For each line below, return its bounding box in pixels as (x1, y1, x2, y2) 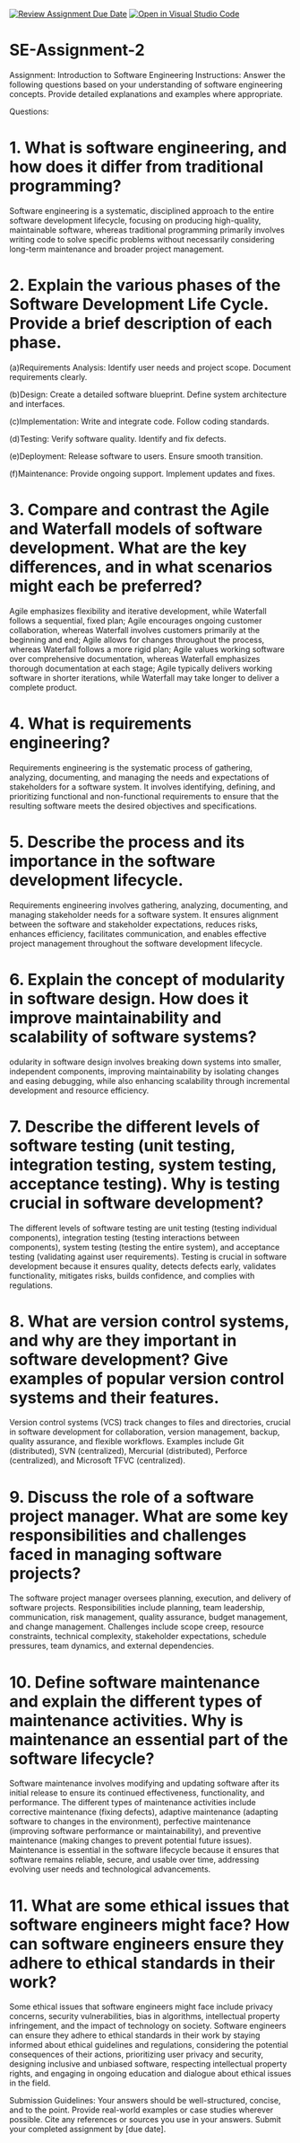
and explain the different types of (9, 1691, 262, 1711)
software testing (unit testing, (9, 1135, 236, 1156)
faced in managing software (9, 1544, 222, 1565)
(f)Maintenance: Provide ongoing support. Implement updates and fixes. (9, 468, 276, 479)
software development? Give (9, 1349, 228, 1370)
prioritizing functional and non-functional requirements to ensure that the (9, 790, 279, 801)
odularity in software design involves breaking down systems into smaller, (9, 1056, 282, 1067)
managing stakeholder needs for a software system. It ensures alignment (9, 909, 279, 920)
